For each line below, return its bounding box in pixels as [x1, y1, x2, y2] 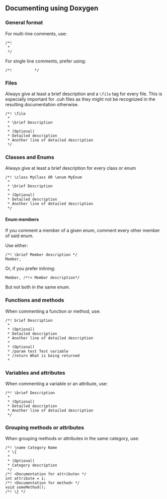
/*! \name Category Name [5, 445, 57, 450]
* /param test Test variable [7, 348, 69, 354]
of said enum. [5, 233, 34, 239]
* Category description [7, 463, 57, 468]
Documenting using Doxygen [5, 4, 99, 13]
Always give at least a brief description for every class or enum [5, 165, 136, 171]
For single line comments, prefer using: [5, 58, 87, 64]
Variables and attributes [5, 369, 65, 376]
